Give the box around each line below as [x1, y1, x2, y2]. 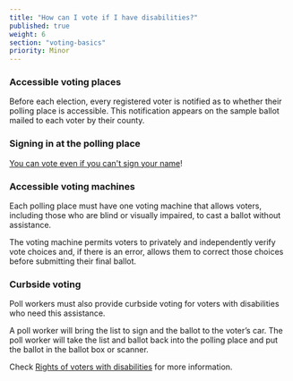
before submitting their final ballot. [9, 256, 137, 267]
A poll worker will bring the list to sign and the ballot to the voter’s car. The [9, 326, 284, 336]
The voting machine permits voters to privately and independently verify [9, 237, 276, 248]
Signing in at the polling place [9, 138, 141, 150]
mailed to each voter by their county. [9, 115, 145, 126]
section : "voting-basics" [9, 38, 106, 47]
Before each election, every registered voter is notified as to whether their [9, 96, 282, 107]
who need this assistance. [9, 308, 106, 318]
